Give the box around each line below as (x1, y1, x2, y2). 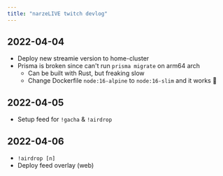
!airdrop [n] (17, 155, 56, 162)
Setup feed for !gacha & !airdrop (17, 115, 113, 124)
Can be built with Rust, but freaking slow (27, 69, 145, 77)
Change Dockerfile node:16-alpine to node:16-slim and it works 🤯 (27, 77, 217, 85)
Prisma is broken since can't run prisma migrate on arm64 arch (17, 62, 201, 70)
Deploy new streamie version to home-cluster (17, 54, 150, 63)
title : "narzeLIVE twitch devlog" (7, 10, 108, 17)
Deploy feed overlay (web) (17, 161, 94, 170)
